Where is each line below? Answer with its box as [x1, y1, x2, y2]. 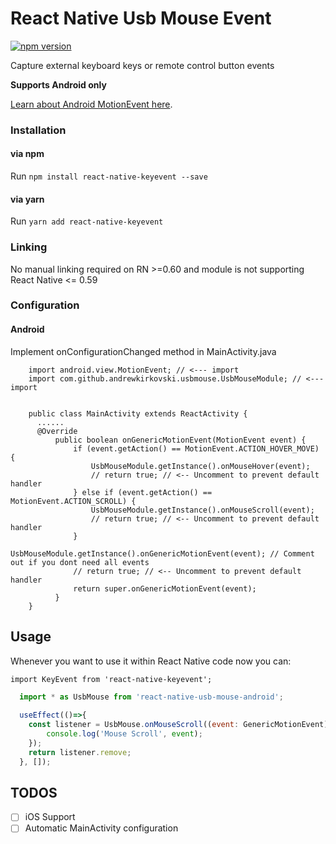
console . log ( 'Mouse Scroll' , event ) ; [46, 729, 203, 739]
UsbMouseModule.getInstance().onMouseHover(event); [90, 461, 311, 471]
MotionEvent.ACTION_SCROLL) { [10, 496, 137, 506]
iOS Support [24, 811, 76, 823]
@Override [36, 426, 78, 436]
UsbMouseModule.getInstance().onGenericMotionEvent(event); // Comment [10, 548, 315, 559]
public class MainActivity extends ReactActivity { [28, 408, 248, 419]
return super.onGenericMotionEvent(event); [73, 583, 257, 594]
